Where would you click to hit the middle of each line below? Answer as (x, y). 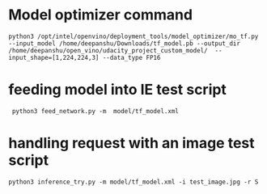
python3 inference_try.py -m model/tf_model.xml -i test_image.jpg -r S (133, 182)
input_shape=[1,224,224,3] (54, 57)
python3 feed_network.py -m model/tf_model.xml (95, 111)
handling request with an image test (131, 143)
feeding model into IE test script (117, 90)
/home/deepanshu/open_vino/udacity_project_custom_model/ (108, 50)
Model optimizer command (100, 15)
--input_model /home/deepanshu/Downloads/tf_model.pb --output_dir (125, 43)
